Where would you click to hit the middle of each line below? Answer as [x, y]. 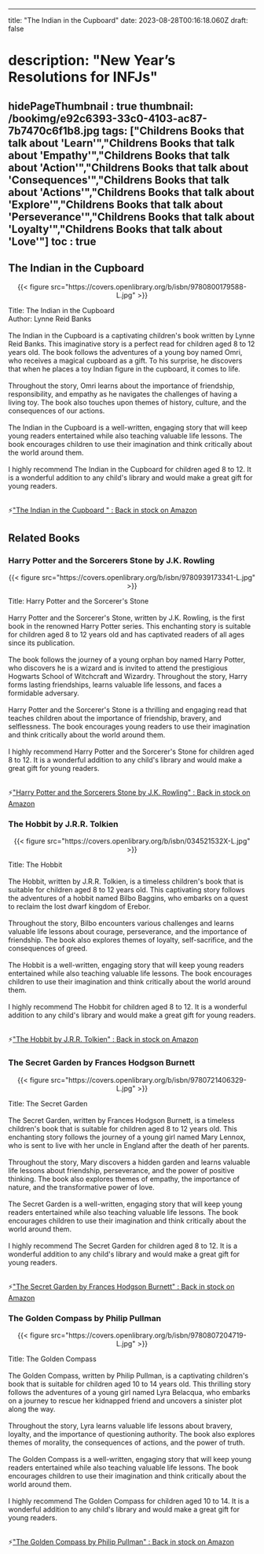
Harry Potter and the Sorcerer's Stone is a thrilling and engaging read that [128, 710]
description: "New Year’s [92, 61]
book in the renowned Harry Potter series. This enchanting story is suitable [130, 626]
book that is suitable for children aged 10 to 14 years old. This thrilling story [130, 1384]
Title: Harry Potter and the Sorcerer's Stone [79, 601]
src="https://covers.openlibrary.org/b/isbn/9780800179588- [149, 287]
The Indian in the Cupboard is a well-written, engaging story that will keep [128, 428]
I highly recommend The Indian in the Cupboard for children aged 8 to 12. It [130, 470]
